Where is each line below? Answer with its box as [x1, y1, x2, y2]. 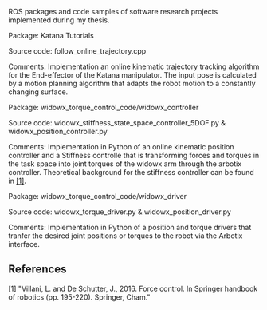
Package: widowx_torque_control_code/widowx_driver [8, 192, 187, 201]
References [8, 263, 67, 276]
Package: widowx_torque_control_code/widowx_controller [8, 103, 199, 112]
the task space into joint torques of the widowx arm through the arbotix [8, 159, 242, 169]
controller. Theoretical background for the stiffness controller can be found [8, 168, 255, 177]
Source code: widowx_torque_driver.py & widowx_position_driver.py [8, 207, 231, 217]
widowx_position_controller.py [8, 127, 108, 136]
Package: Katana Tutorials [8, 31, 94, 40]
